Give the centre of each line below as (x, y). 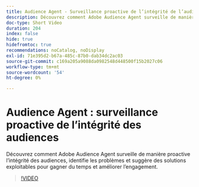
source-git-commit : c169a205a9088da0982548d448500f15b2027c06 (84, 61)
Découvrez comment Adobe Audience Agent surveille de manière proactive (98, 154)
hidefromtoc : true (29, 45)
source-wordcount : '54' (36, 72)
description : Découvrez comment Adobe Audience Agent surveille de (91, 17)
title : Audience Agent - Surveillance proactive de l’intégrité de (91, 12)
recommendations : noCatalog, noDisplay (55, 50)
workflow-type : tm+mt (33, 67)
